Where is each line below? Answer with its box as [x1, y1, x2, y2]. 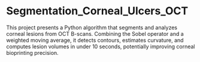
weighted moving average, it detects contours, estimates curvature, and [6, 36, 184, 44]
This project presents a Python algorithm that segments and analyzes [6, 24, 178, 31]
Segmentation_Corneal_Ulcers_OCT [6, 4, 189, 18]
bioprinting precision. [6, 49, 59, 56]
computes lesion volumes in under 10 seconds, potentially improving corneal [6, 43, 195, 50]
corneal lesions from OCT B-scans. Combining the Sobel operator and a [6, 30, 184, 37]
